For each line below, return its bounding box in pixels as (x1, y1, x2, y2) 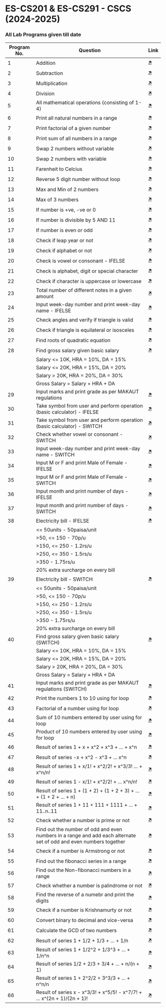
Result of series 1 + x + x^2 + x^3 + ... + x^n (36, 743, 137, 750)
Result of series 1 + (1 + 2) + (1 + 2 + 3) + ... (36, 787, 140, 794)
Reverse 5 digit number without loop (36, 176, 121, 183)
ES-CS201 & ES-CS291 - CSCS (5, 3, 131, 14)
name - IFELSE (36, 307, 72, 314)
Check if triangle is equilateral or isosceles (36, 326, 134, 333)
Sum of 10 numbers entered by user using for (36, 714, 142, 721)
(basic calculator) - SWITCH (36, 423, 103, 430)
